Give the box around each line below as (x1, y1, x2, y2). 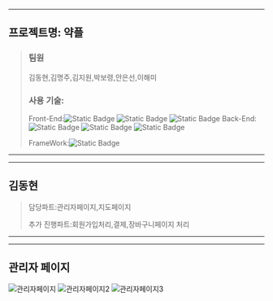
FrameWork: (28, 137, 70, 147)
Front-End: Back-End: (28, 113, 258, 123)
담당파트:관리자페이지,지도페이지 (28, 202, 132, 212)
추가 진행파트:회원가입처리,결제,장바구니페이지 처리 (28, 219, 190, 229)
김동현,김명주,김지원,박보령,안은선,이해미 (28, 72, 157, 82)
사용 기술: (28, 94, 65, 106)
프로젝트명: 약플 (8, 26, 84, 40)
